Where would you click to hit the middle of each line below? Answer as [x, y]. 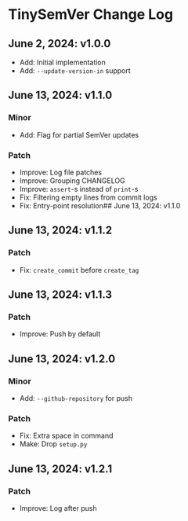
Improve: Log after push [58, 508]
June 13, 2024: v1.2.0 [62, 359]
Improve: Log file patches [61, 172]
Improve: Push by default [60, 334]
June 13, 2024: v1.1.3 [60, 295]
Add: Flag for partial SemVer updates [79, 134]
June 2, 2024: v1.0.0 [60, 44]
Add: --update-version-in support [75, 71]
